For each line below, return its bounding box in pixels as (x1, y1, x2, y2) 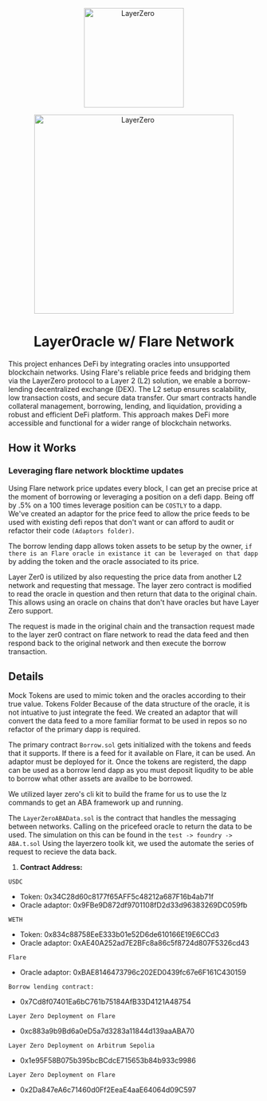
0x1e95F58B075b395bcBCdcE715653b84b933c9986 (19, 1056, 197, 1065)
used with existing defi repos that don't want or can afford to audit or (8, 517, 235, 527)
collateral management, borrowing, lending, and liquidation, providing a (8, 401, 242, 410)
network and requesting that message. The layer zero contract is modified (8, 580, 252, 590)
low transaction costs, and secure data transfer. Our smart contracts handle (8, 393, 257, 402)
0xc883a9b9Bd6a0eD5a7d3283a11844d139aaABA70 (19, 1026, 195, 1036)
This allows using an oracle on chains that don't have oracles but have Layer (8, 598, 260, 607)
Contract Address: (19, 863, 83, 872)
